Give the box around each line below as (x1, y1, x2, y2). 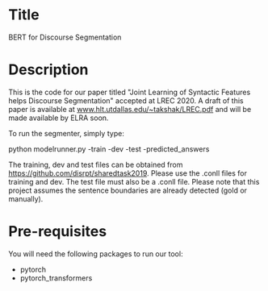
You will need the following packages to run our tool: (8, 248, 183, 259)
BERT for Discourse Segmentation (8, 32, 122, 42)
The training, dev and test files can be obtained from (8, 160, 183, 169)
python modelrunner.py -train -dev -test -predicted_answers (8, 143, 210, 154)
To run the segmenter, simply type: (8, 128, 125, 138)
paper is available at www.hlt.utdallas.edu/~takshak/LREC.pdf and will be (8, 104, 252, 114)
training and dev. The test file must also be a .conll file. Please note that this (8, 177, 260, 186)
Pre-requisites (8, 222, 107, 241)
